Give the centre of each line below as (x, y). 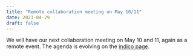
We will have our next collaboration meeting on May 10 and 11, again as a (97, 40)
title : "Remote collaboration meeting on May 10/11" (74, 12)
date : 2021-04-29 (28, 17)
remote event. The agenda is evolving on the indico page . (78, 46)
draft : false (23, 23)
